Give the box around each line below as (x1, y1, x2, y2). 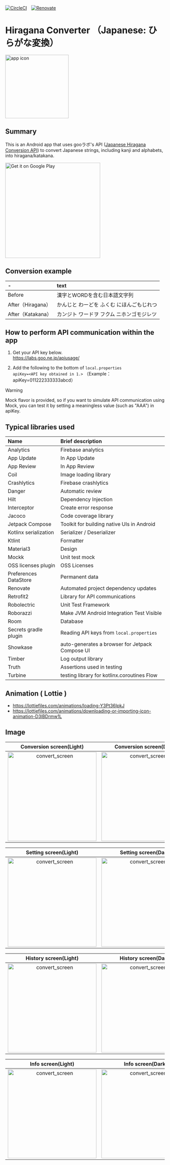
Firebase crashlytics (60, 480, 109, 487)
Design (60, 546, 77, 553)
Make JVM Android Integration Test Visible (60, 610, 162, 617)
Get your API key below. (12, 350, 63, 356)
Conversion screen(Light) (20, 743, 84, 750)
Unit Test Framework (60, 602, 110, 609)
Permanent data (60, 574, 99, 581)
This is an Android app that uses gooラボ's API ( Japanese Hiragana (5, 141, 146, 147)
